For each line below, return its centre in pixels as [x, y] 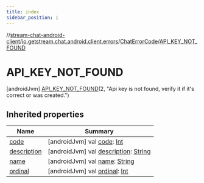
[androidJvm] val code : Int [86, 142]
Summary [99, 131]
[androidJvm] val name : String [91, 161]
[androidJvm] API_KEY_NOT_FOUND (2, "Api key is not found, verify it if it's [100, 89]
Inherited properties [45, 114]
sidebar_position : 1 [33, 18]
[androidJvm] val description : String [99, 151]
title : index [23, 12]
